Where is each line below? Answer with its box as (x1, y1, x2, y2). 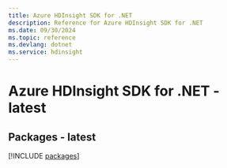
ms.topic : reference (8, 33, 77, 42)
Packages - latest (8, 130, 96, 144)
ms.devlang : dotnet (8, 41, 73, 49)
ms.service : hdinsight (8, 48, 83, 56)
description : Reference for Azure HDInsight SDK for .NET (8, 19, 203, 27)
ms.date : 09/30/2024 (8, 26, 77, 34)
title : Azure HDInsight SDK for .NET (8, 11, 133, 20)
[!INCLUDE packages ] (8, 151, 80, 160)
